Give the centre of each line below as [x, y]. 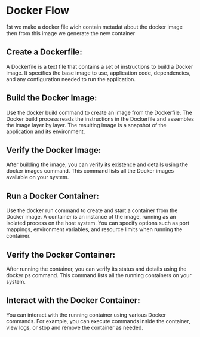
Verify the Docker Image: [54, 150]
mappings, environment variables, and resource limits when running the [94, 229]
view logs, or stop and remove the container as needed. [75, 327]
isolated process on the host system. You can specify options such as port [98, 223]
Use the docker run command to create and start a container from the [92, 210]
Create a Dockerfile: [44, 52]
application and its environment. [46, 131]
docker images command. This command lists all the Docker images [90, 171]
